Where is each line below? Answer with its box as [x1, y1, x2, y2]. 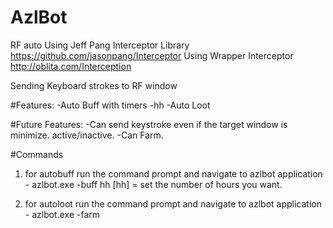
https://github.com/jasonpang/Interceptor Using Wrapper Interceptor [10, 49, 294, 61]
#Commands [10, 148, 64, 160]
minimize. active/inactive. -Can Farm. [10, 129, 164, 141]
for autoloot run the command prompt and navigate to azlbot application [24, 197, 322, 210]
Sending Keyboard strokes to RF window [10, 79, 178, 91]
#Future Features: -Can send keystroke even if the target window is [10, 118, 288, 130]
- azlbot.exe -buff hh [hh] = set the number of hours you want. [24, 178, 283, 190]
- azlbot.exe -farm [24, 208, 101, 220]
